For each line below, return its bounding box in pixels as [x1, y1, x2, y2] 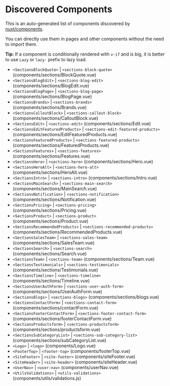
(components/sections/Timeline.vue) [12, 277, 90, 284]
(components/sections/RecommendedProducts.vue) [12, 228, 123, 235]
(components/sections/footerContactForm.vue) [12, 315, 112, 322]
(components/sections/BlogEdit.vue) [12, 83, 90, 89]
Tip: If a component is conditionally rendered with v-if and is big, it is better [5, 51, 165, 57]
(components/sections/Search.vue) [12, 250, 87, 256]
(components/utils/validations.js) [12, 375, 81, 381]
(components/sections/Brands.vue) [12, 104, 87, 110]
